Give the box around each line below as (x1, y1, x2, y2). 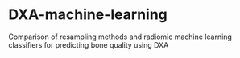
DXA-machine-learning (8, 6, 168, 24)
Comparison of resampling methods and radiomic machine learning (8, 32, 232, 41)
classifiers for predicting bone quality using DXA (8, 40, 169, 49)
